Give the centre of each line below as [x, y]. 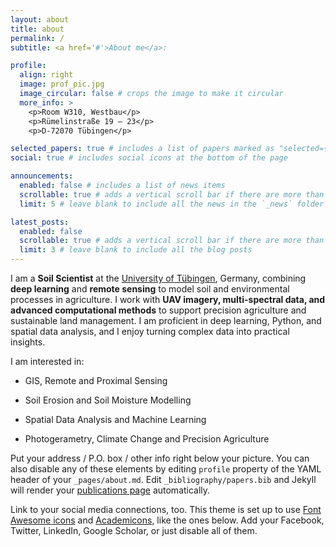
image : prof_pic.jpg [62, 84]
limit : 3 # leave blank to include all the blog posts [136, 250]
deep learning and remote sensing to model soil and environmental [150, 289]
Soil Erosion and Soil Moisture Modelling [108, 400]
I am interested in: [47, 361]
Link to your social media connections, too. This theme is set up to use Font [166, 509]
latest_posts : [40, 222]
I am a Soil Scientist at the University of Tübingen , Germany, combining [158, 278]
